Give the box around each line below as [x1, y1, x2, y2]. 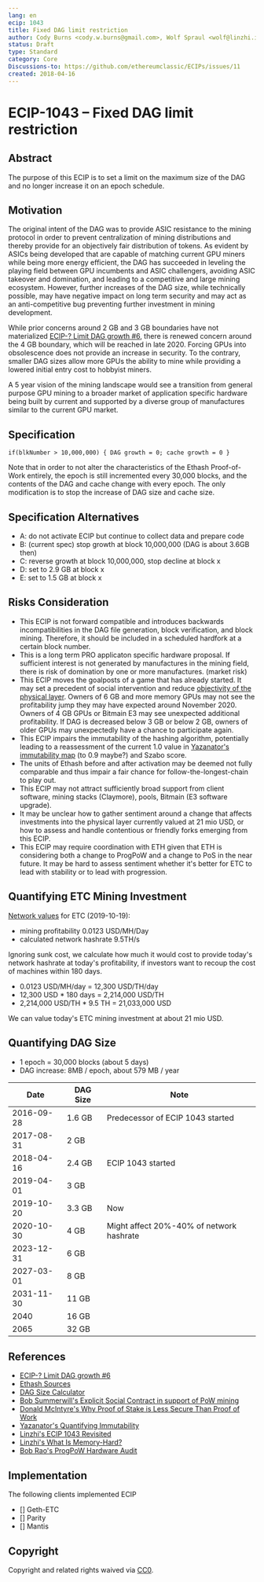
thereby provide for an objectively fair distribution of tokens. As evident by [8, 241, 249, 251]
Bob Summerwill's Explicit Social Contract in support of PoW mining [19, 1396, 240, 1405]
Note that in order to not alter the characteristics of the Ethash [8, 463, 210, 472]
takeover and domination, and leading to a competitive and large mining [8, 274, 240, 284]
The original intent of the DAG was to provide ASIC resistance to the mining [8, 225, 251, 234]
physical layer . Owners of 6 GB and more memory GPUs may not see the [19, 692, 255, 701]
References [8, 1349, 66, 1364]
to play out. [19, 775, 57, 784]
